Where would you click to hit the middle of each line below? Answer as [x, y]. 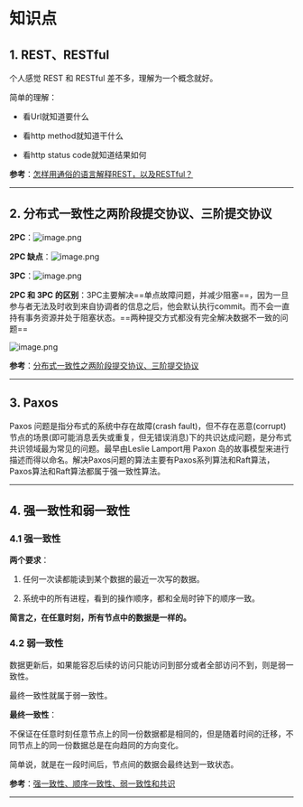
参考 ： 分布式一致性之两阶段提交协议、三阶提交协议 [104, 365]
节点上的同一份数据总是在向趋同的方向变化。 [100, 745]
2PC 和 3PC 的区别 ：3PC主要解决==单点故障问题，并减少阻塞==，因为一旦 [149, 295]
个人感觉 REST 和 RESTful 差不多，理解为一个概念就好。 [114, 78]
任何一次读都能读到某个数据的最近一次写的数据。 [113, 579]
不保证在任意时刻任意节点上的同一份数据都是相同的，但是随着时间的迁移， [147, 734]
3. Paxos [34, 403]
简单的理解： [33, 97]
